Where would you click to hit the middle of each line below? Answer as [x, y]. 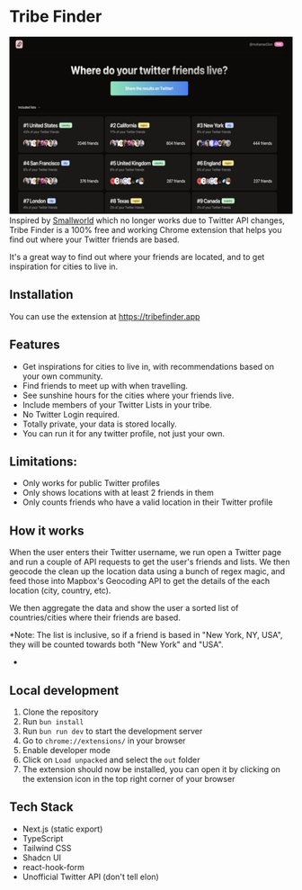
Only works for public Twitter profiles [91, 483]
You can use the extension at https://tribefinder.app [105, 316]
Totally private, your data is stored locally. [99, 424]
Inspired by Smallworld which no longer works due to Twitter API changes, [147, 220]
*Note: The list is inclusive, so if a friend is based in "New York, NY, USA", [146, 635]
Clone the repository [60, 712]
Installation [41, 295]
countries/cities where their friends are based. [95, 617]
